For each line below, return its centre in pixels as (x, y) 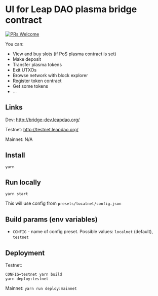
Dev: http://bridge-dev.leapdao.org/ (43, 120)
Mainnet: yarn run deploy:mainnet (41, 288)
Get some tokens (30, 86)
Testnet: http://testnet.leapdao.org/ (42, 129)
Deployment (25, 253)
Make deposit (27, 59)
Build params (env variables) (51, 219)
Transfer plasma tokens (37, 64)
